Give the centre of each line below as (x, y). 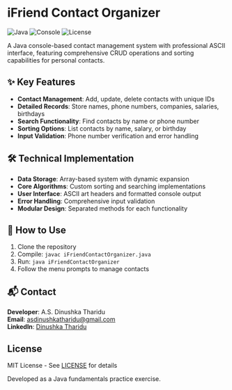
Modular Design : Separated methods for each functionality (102, 208)
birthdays (31, 113)
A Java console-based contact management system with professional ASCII (116, 45)
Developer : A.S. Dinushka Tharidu (56, 312)
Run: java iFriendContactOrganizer (68, 261)
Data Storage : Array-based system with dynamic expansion (103, 179)
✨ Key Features (41, 82)
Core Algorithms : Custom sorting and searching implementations (111, 186)
